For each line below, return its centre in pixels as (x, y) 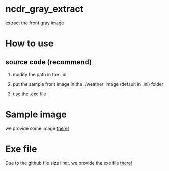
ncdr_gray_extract (45, 9)
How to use (30, 43)
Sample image (36, 114)
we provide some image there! (37, 128)
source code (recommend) (49, 62)
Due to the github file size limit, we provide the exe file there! (69, 163)
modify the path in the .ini (39, 74)
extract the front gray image (35, 23)
